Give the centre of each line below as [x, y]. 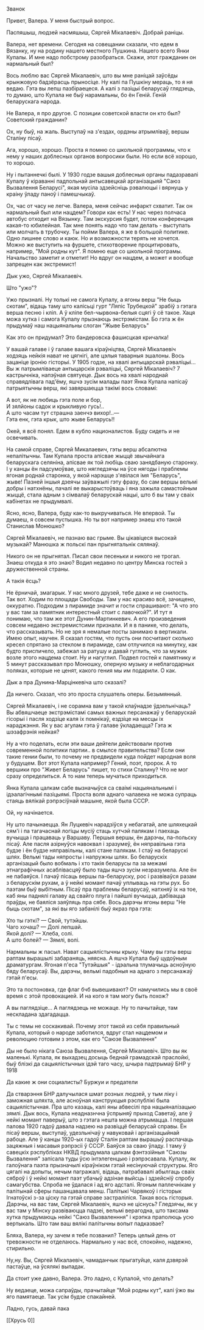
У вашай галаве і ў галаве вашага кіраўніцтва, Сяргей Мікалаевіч [91, 349]
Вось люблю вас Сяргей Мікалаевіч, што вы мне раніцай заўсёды [92, 75]
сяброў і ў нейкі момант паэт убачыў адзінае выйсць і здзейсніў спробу [100, 1178]
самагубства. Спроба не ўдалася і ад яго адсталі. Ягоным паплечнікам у [101, 1185]
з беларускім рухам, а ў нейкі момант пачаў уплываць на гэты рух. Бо [98, 883]
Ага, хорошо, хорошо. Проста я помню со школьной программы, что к [98, 150]
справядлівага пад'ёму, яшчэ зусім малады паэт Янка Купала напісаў [97, 381]
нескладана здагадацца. [38, 1014]
